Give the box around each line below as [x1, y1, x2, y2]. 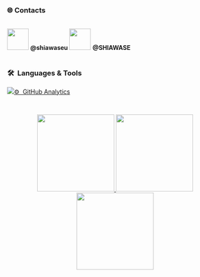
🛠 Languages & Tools [7, 68, 82, 78]
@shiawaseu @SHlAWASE [29, 44, 131, 52]
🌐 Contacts [7, 5, 46, 15]
